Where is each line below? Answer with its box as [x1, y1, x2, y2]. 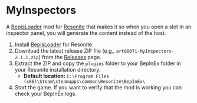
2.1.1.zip [14, 54, 40, 60]
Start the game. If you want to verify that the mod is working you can [14, 83, 182, 91]
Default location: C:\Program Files [23, 72, 109, 79]
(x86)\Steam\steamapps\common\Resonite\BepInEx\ [23, 78, 146, 85]
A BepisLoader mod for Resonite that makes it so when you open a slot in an [6, 23, 192, 30]
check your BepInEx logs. [14, 90, 77, 97]
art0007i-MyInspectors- [116, 48, 175, 54]
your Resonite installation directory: [14, 66, 101, 73]
